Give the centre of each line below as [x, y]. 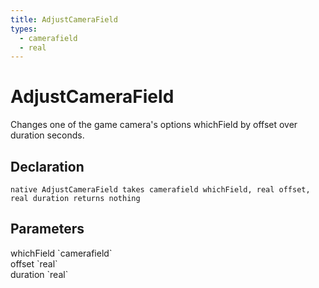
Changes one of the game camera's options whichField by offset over [154, 125]
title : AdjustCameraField [64, 19]
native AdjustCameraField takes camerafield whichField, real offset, [160, 190]
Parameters [47, 229]
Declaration [47, 166]
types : [24, 29]
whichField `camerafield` [61, 253]
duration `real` [39, 274]
